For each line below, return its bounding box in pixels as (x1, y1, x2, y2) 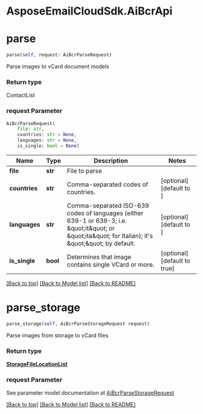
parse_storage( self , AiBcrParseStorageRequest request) (6, 320, 150, 327)
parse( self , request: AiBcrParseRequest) (6, 52, 112, 58)
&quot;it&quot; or (66, 224, 115, 232)
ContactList (6, 92, 35, 99)
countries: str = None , (17, 132, 77, 138)
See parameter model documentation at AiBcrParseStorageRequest (6, 389, 175, 396)
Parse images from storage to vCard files (6, 331, 109, 339)
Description (93, 156, 128, 164)
